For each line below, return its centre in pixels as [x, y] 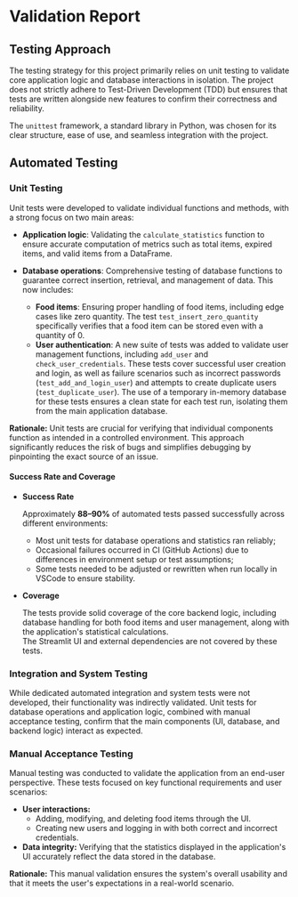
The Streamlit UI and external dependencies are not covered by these [149, 641]
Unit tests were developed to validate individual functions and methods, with [149, 207]
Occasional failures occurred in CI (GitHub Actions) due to [142, 550]
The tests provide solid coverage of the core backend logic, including [149, 612]
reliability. [27, 108]
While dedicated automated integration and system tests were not [130, 693]
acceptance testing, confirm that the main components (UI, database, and [145, 722]
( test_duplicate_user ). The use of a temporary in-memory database [161, 392]
